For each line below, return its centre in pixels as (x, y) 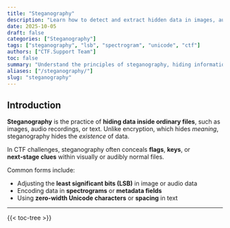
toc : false (23, 58)
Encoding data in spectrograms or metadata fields (89, 191)
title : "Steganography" (41, 13)
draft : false (26, 33)
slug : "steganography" (39, 77)
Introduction (34, 105)
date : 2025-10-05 (32, 26)
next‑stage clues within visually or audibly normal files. (86, 157)
